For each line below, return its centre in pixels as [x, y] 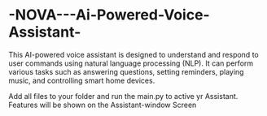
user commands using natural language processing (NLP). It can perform [131, 63]
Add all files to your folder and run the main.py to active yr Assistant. [123, 96]
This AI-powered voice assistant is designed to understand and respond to [133, 54]
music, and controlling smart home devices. [82, 80]
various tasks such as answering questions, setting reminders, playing [126, 71]
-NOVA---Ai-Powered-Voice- [109, 15]
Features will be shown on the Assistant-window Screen [103, 105]
